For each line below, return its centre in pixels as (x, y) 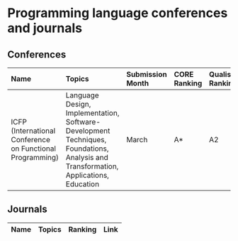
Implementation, (92, 113)
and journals (45, 28)
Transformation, (92, 166)
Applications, (87, 175)
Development (88, 131)
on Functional (34, 149)
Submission (147, 74)
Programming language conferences (118, 13)
